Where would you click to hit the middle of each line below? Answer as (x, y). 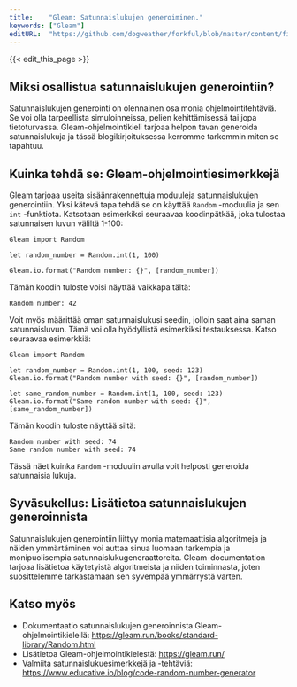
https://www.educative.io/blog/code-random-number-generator (139, 672)
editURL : (25, 34)
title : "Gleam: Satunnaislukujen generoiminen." (106, 17)
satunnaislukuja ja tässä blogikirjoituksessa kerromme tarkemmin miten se (144, 137)
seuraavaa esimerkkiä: (50, 339)
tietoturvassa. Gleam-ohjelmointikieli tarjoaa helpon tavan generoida (133, 127)
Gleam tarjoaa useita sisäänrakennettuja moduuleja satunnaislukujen (134, 195)
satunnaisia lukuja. (43, 476)
